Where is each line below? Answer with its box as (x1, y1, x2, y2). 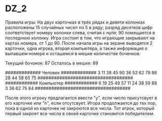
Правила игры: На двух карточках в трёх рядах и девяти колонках (5, 19, 145, 25)
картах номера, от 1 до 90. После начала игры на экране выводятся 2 (5, 40, 153, 46)
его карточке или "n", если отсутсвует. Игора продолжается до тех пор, (5, 100, 157, 106)
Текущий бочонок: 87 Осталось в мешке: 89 (5, 60, 98, 66)
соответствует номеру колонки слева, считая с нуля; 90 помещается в (5, 30, 155, 35)
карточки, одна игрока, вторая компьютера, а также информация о (5, 45, 148, 51)
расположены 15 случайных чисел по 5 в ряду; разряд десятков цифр (5, 24, 153, 30)
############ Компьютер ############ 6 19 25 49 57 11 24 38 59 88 (5, 80, 158, 86)
